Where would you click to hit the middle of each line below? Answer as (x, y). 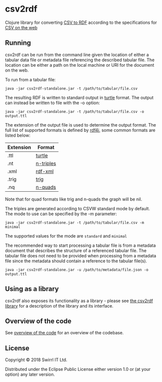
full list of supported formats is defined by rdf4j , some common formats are (80, 130)
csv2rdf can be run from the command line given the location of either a (77, 55)
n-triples (46, 163)
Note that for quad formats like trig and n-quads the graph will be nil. (73, 199)
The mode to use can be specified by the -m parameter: (61, 214)
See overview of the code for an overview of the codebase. (64, 333)
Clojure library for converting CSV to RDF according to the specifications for (81, 22)
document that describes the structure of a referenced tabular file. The (76, 250)
